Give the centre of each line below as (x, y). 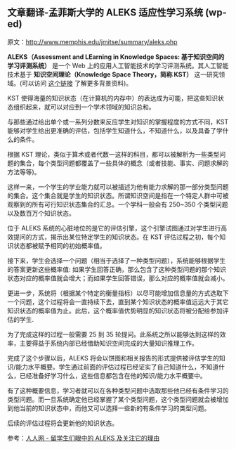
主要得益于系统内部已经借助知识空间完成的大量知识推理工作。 (109, 343)
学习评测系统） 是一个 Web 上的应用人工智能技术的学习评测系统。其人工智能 (118, 65)
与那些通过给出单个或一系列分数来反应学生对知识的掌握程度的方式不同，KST (118, 122)
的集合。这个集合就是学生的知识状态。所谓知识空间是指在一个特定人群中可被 (118, 195)
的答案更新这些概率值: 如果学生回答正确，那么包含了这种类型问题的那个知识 (117, 269)
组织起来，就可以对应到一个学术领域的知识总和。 (84, 107)
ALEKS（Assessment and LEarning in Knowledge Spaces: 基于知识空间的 (116, 57)
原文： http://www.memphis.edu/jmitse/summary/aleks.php (92, 41)
